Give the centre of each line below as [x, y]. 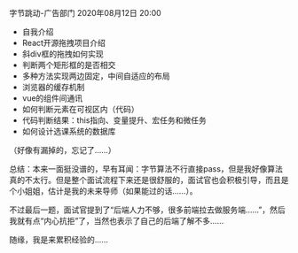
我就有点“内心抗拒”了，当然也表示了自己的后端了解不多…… [117, 221]
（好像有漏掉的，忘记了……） [63, 150]
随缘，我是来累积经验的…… [59, 240]
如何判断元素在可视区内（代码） [80, 109]
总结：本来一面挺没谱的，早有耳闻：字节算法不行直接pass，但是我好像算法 [146, 169]
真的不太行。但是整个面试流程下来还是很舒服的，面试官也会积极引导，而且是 [149, 180]
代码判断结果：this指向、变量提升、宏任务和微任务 [114, 120]
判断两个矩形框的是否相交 [69, 65]
